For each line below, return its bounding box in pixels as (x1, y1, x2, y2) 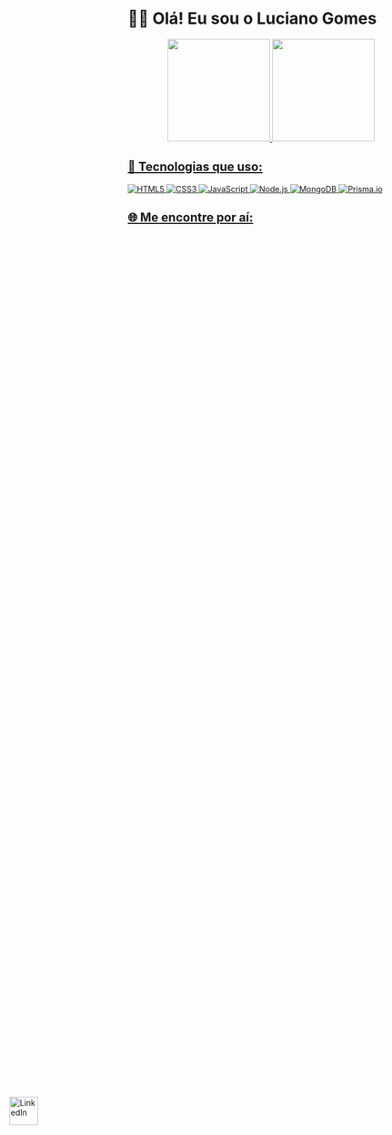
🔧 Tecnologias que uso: (127, 159, 263, 175)
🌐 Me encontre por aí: (127, 210, 254, 226)
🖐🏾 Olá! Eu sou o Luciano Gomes (127, 8, 377, 29)
